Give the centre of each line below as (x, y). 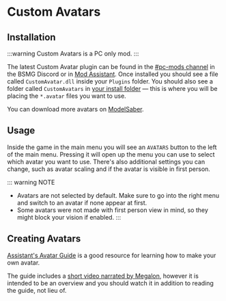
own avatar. (24, 262)
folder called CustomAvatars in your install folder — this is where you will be (112, 89)
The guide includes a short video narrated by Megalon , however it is (103, 276)
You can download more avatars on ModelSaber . (75, 109)
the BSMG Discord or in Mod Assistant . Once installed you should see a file (113, 74)
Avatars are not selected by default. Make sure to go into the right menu (118, 195)
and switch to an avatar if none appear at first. (82, 202)
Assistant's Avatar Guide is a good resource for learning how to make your (112, 255)
